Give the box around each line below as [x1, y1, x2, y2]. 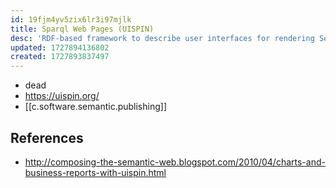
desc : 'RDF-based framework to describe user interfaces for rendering [10, 33, 315, 43]
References [10, 129, 84, 146]
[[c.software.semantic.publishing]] [24, 101, 167, 113]
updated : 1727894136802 [10, 42, 110, 53]
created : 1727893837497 [10, 52, 110, 62]
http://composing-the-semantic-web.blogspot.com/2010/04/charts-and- [24, 156, 326, 168]
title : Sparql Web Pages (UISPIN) [10, 24, 155, 34]
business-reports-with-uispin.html [24, 166, 167, 178]
